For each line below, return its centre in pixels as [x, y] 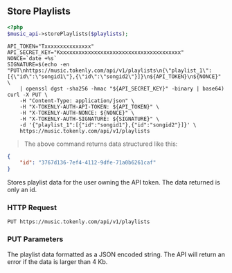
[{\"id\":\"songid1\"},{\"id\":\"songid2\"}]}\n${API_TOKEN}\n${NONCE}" [114, 76]
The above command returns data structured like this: [101, 144]
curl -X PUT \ [28, 95]
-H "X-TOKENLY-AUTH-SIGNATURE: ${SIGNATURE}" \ [89, 119]
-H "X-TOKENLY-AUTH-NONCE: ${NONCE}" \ [77, 113]
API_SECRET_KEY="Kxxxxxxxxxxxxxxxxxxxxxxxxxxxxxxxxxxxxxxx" [96, 52]
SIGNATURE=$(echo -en [38, 64]
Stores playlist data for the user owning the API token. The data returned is [114, 182]
